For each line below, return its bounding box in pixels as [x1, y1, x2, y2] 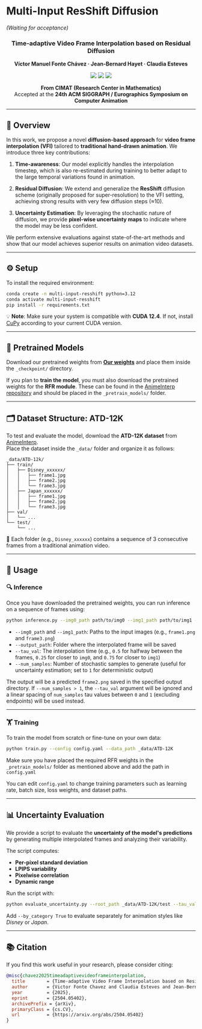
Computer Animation [74, 97, 128, 105]
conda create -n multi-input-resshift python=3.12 [6, 290, 136, 297]
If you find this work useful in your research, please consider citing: [6, 961, 173, 968]
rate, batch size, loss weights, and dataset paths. [6, 786, 127, 793]
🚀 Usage [6, 565, 38, 575]
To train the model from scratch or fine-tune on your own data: [6, 734, 162, 741]
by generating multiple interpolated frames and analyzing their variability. [6, 835, 188, 843]
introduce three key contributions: [6, 149, 90, 156]
